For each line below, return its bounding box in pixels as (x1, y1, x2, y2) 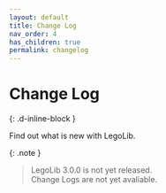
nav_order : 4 (9, 29, 57, 38)
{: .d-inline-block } (9, 113, 77, 124)
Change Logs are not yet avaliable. (30, 174, 157, 185)
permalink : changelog (9, 46, 89, 55)
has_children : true (9, 37, 81, 47)
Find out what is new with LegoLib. (9, 130, 136, 142)
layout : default (9, 12, 69, 22)
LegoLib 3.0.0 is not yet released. (30, 165, 153, 175)
